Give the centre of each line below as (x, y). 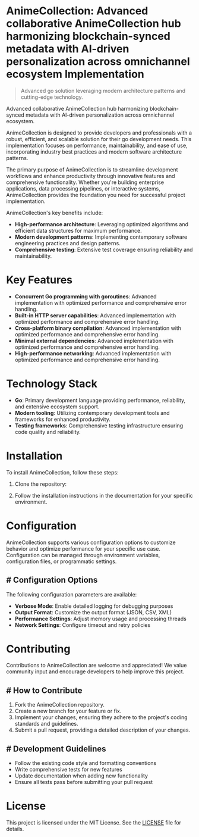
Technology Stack (52, 384)
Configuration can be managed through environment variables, (83, 555)
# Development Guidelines (56, 749)
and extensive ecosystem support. (57, 407)
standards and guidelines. (46, 724)
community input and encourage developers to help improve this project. (95, 672)
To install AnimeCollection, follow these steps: (62, 472)
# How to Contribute (44, 690)
